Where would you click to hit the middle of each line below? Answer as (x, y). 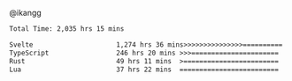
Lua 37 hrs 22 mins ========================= (144, 70)
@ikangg (25, 13)
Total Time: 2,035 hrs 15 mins (67, 29)
